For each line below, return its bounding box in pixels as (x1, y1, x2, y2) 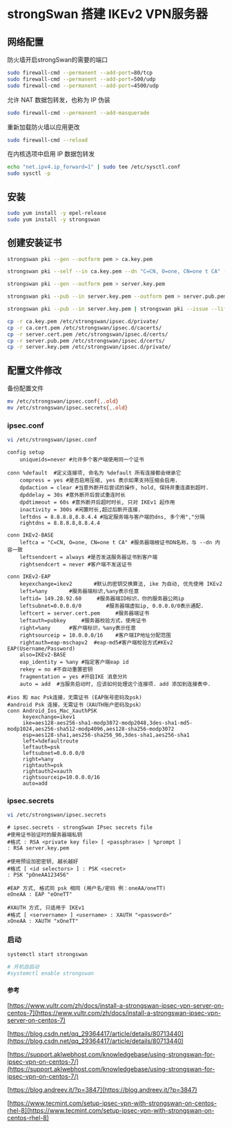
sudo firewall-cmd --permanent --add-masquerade (7, 109, 150, 116)
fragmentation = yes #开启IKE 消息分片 (19, 673, 128, 680)
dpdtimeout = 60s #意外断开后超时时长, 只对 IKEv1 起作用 (19, 499, 175, 506)
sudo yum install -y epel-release (7, 209, 107, 216)
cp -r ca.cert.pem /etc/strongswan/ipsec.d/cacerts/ (7, 324, 162, 332)
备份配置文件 (7, 384, 43, 392)
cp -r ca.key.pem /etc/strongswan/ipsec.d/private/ (7, 318, 159, 325)
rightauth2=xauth (22, 767, 72, 774)
